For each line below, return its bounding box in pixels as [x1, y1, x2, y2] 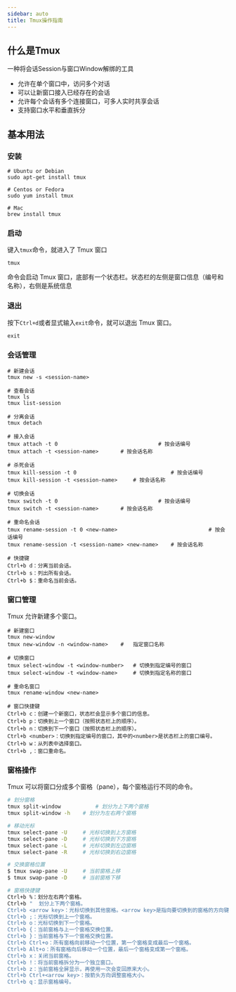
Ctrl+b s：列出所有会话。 [7, 569, 75, 576]
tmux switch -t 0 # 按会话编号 [7, 497, 191, 505]
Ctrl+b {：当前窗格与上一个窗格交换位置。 [7, 926, 117, 934]
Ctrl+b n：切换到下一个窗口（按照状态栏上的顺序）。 [7, 726, 140, 733]
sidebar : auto [7, 10, 49, 18]
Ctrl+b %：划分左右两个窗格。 [7, 894, 86, 901]
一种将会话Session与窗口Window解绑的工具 [7, 65, 134, 73]
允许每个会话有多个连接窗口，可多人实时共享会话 [17, 97, 159, 105]
